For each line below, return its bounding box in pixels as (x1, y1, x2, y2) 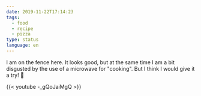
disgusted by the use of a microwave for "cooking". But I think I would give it (6, 65, 195, 72)
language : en (6, 43, 39, 49)
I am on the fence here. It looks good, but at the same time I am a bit (6, 58, 175, 66)
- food (11, 20, 28, 26)
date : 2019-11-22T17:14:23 (6, 8, 74, 15)
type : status (6, 37, 39, 43)
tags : (6, 14, 20, 20)
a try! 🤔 (6, 71, 24, 79)
